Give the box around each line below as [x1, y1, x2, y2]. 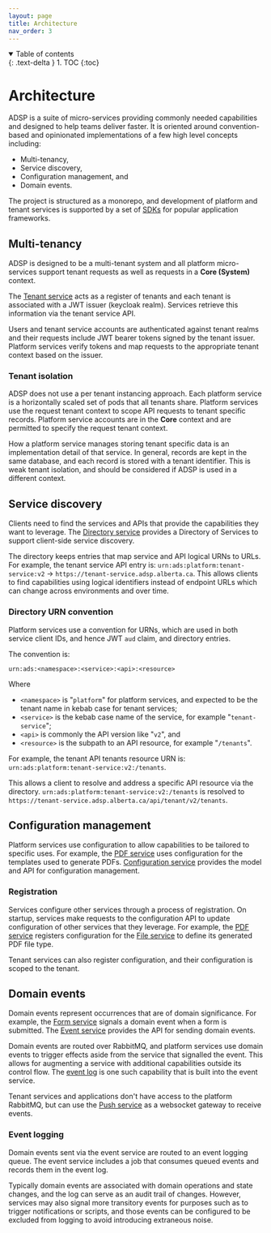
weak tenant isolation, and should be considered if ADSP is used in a [8, 465, 237, 475]
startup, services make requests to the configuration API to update [8, 913, 231, 923]
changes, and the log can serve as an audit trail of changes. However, [8, 1189, 241, 1199]
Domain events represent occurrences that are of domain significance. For [8, 1008, 257, 1018]
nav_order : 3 [8, 27, 53, 35]
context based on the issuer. [8, 350, 104, 360]
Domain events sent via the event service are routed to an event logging [8, 1147, 248, 1157]
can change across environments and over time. [8, 586, 170, 596]
